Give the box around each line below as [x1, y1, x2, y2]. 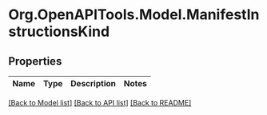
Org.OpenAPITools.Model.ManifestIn [8, 6, 260, 24]
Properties [8, 54, 62, 68]
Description [70, 78, 116, 89]
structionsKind [8, 22, 110, 41]
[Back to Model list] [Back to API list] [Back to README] [8, 98, 192, 107]
